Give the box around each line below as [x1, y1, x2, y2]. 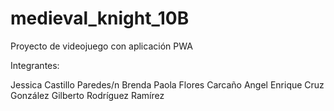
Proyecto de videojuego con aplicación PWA [10, 40, 193, 52]
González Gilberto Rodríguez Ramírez [10, 89, 165, 101]
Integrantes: [10, 59, 60, 71]
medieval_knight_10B [10, 7, 190, 30]
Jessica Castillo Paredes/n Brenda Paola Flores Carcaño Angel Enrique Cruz [10, 78, 325, 91]
